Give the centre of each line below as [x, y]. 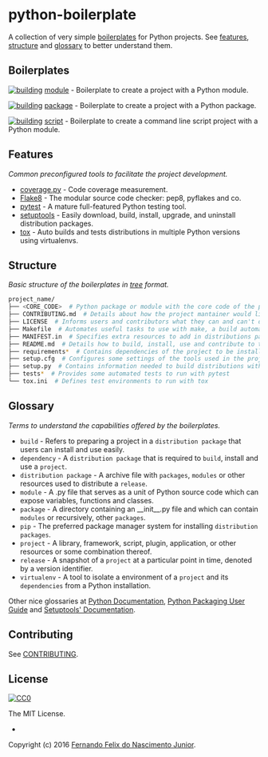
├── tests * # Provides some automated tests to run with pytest [119, 374]
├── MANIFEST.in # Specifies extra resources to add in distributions [130, 336]
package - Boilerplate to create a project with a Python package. [150, 105]
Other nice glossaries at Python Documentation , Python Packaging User [127, 601]
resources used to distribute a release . [83, 483]
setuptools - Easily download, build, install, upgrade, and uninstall [128, 214]
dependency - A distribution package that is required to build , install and [139, 458]
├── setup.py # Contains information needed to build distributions [126, 366]
